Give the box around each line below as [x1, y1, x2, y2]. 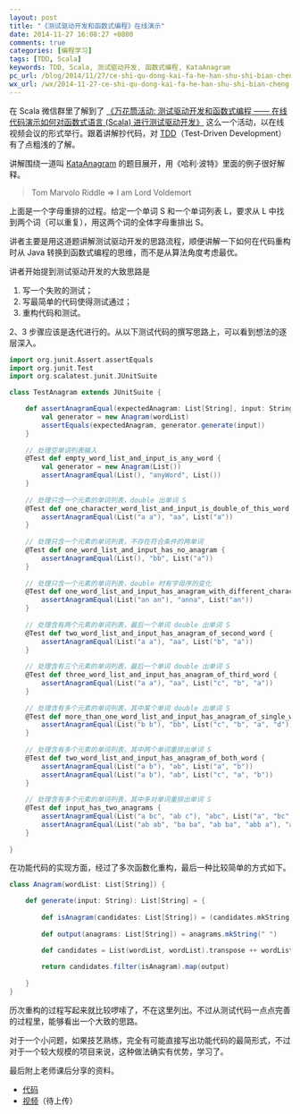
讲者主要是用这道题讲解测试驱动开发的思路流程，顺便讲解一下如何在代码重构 [9, 235, 291, 246]
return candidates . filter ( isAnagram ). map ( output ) [41, 963, 229, 972]
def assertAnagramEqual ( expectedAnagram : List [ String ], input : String [25, 404, 294, 413]
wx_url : [9, 80, 38, 89]
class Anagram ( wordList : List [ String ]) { [9, 880, 166, 889]
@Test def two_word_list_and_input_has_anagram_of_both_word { [25, 753, 266, 762]
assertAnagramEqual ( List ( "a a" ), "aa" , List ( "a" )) [41, 512, 234, 522]
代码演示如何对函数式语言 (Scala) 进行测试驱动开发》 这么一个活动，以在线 [9, 116, 285, 127]
